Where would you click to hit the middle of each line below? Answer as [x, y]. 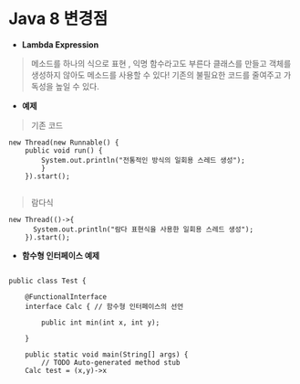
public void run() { [64, 150]
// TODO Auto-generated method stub [111, 362]
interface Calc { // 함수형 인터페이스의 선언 [104, 306]
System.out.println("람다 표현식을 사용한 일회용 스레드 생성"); [143, 229]
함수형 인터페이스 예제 [61, 255]
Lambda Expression [60, 44]
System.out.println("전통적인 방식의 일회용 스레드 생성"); [143, 160]
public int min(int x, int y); [101, 322]
